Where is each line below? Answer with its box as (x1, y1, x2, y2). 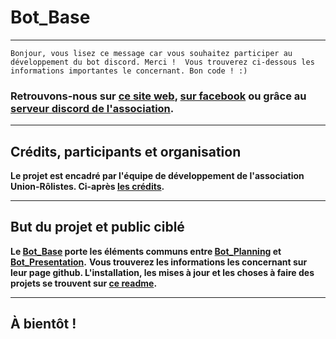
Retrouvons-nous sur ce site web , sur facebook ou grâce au (10, 89, 307, 103)
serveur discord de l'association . (10, 101, 175, 115)
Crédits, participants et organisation (10, 143, 242, 160)
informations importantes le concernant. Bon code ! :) (10, 66, 248, 76)
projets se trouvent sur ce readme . (10, 277, 158, 289)
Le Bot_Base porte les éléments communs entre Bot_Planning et (10, 245, 282, 257)
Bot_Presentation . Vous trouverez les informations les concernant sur (10, 256, 308, 268)
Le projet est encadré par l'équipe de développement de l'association (10, 170, 305, 182)
